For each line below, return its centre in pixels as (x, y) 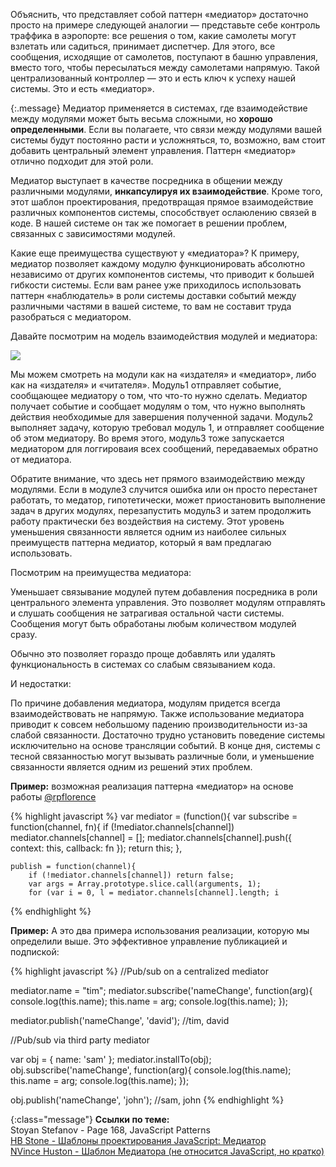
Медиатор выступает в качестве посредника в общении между (146, 180)
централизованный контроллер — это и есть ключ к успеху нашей (153, 78)
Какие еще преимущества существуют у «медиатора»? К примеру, (155, 253)
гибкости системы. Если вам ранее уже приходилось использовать (156, 285)
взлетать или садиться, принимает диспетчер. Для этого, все (143, 46)
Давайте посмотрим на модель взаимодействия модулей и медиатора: (164, 336)
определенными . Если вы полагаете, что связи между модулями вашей (166, 129)
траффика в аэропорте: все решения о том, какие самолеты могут (153, 35)
